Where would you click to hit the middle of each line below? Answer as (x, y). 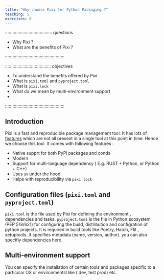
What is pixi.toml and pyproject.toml (51, 81)
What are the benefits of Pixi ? (43, 47)
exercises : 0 (18, 19)
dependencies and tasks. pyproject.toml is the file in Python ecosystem (78, 219)
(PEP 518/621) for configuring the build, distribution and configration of (77, 224)
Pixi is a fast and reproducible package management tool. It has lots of (76, 133)
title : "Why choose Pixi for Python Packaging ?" (57, 10)
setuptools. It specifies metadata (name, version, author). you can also (76, 235)
